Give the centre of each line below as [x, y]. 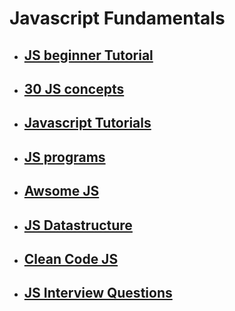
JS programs [64, 157]
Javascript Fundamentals [117, 18]
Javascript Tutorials [87, 123]
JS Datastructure [78, 225]
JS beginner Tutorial [88, 55]
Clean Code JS [71, 258]
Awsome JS [61, 191]
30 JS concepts [74, 88]
